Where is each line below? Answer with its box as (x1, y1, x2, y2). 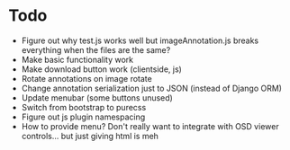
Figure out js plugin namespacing (21, 111, 146, 122)
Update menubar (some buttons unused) (21, 92, 173, 103)
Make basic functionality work (21, 54, 134, 65)
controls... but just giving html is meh (21, 130, 159, 141)
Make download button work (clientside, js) (21, 64, 182, 75)
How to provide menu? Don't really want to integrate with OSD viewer (21, 120, 280, 131)
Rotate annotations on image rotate (21, 73, 152, 84)
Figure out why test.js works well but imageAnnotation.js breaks (21, 35, 258, 46)
